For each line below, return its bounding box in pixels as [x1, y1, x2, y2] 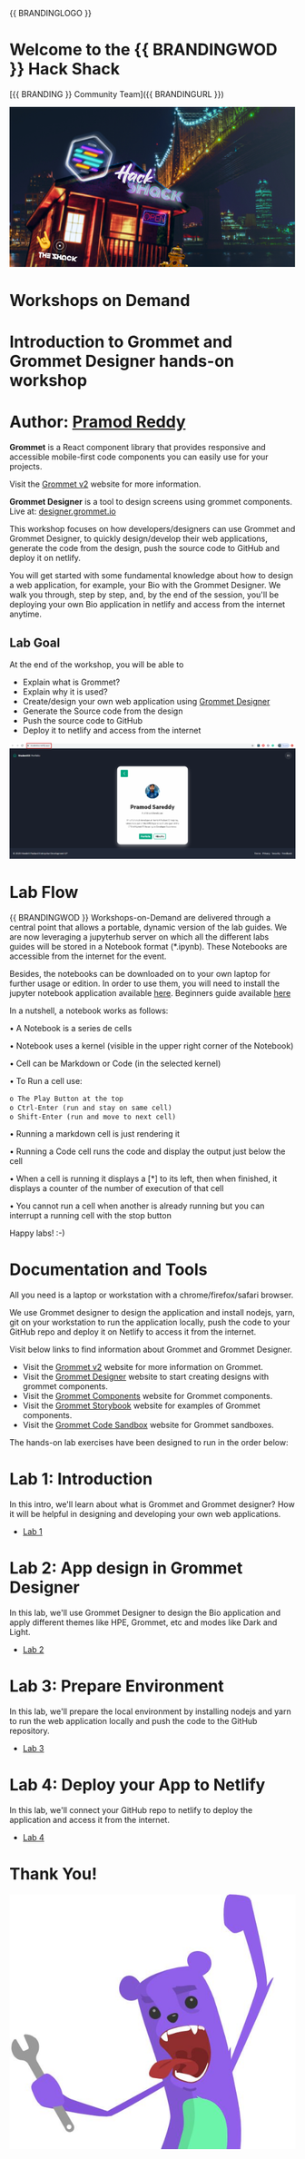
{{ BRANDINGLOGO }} [9, 8, 93, 18]
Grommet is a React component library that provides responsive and [9, 442, 266, 453]
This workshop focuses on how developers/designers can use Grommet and [9, 524, 296, 535]
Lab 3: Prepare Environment [9, 1675, 224, 1696]
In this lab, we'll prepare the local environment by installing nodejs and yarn [9, 1706, 292, 1717]
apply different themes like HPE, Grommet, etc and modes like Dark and [9, 1616, 278, 1628]
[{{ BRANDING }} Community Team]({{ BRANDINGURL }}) [9, 88, 224, 99]
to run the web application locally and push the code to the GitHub [9, 1715, 258, 1726]
